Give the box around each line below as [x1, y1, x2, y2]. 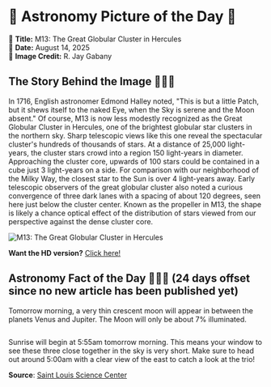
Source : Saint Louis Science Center [8, 370, 128, 380]
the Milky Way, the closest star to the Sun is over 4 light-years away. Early [8, 173, 256, 183]
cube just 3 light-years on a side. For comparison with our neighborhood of [8, 165, 259, 175]
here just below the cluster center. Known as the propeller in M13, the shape [8, 199, 262, 209]
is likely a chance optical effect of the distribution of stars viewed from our [8, 208, 256, 218]
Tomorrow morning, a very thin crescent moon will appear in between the [8, 305, 253, 315]
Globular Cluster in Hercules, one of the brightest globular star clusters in [8, 121, 252, 132]
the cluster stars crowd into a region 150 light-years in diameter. [31, 147, 244, 157]
